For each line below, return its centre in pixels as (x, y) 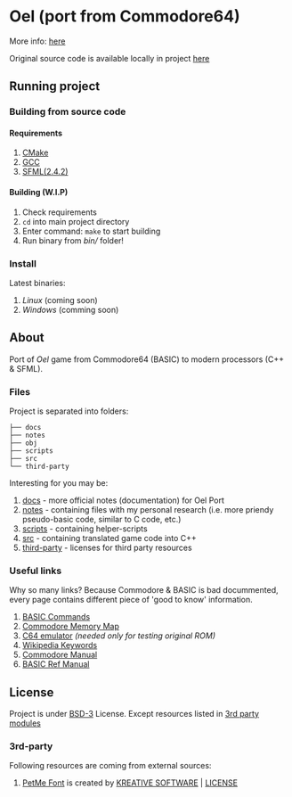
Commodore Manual (60, 655)
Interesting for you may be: (59, 483)
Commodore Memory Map (71, 627)
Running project (55, 86)
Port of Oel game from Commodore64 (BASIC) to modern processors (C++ (147, 359)
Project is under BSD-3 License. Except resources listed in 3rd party (134, 714)
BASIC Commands (56, 617)
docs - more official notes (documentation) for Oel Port (123, 500)
